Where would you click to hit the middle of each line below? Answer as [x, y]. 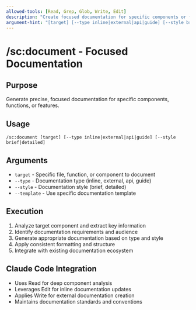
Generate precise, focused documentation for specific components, [87, 99]
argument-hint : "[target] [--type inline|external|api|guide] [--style [95, 22]
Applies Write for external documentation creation [75, 295]
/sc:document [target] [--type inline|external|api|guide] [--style [91, 137]
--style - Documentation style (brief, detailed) [70, 187]
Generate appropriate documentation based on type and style [89, 238]
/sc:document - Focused [67, 51]
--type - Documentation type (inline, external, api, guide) [83, 181]
